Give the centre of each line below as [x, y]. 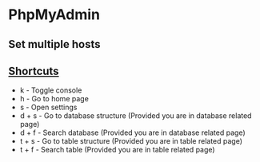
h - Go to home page [54, 99]
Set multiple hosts [54, 44]
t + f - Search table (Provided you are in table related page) [117, 150]
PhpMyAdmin [54, 15]
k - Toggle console [51, 90]
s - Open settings [48, 107]
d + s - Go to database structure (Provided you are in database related [136, 116]
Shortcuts [34, 71]
